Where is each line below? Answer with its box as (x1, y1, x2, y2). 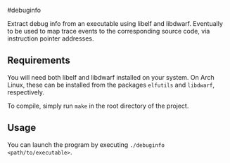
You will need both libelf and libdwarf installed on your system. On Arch (7, 73, 215, 81)
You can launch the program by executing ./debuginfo (7, 140, 165, 149)
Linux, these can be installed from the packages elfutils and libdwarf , (7, 80, 215, 89)
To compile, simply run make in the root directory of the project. (7, 101, 189, 110)
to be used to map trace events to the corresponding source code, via (7, 27, 210, 35)
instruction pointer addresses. (7, 34, 94, 43)
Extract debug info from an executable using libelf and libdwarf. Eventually (7, 20, 223, 27)
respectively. (7, 87, 44, 97)
